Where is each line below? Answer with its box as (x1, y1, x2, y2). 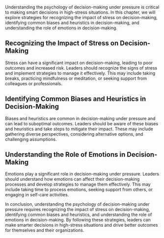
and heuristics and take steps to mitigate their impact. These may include (5, 126, 153, 132)
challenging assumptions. (5, 136, 57, 142)
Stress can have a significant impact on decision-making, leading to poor (5, 60, 153, 66)
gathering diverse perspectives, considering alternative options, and (5, 131, 143, 137)
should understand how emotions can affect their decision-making (5, 176, 140, 182)
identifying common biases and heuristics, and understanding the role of (5, 212, 152, 217)
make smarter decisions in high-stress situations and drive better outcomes (5, 222, 158, 228)
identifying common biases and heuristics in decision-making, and (5, 20, 140, 25)
